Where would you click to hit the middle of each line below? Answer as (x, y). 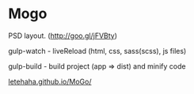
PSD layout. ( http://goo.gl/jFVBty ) (63, 36)
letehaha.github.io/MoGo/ (50, 81)
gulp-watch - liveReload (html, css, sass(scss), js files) (97, 51)
